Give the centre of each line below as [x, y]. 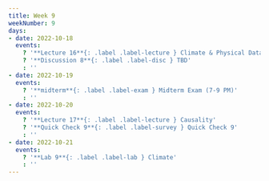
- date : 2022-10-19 [41, 75]
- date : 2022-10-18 [41, 38]
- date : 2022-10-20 [41, 105]
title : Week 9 [32, 16]
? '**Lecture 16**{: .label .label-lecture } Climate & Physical [134, 53]
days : [17, 30]
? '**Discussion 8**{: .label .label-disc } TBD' [107, 61]
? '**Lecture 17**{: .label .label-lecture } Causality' [120, 120]
